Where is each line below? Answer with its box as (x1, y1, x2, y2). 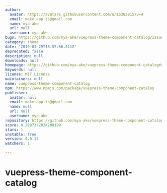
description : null (5, 53, 43, 59)
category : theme (5, 40, 39, 45)
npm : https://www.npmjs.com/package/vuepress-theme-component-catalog (5, 85, 155, 91)
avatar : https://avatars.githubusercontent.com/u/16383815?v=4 (9, 12, 143, 17)
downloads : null (5, 58, 39, 63)
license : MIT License (5, 72, 50, 77)
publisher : (5, 90, 28, 95)
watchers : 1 (5, 141, 30, 146)
